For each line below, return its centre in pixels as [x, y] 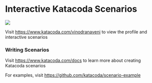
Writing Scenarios [27, 50]
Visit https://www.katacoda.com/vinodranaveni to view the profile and [76, 32]
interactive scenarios [26, 37]
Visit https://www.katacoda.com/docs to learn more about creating [73, 60]
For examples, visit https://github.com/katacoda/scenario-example [73, 75]
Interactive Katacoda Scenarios [71, 9]
